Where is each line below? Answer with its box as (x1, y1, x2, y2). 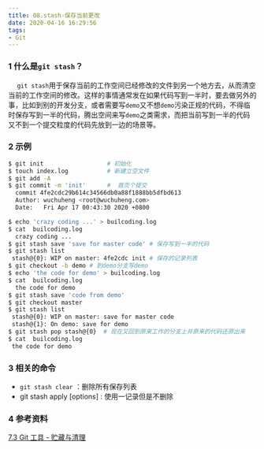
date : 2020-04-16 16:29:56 (8, 19, 97, 27)
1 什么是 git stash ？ (8, 61, 84, 72)
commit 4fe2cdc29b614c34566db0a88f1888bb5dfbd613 (15, 189, 181, 197)
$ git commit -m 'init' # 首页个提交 (8, 182, 147, 190)
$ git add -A (8, 174, 51, 182)
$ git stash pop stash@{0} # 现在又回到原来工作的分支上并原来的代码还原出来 (8, 328, 246, 336)
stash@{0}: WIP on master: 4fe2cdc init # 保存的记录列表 (11, 254, 198, 262)
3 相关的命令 (8, 362, 57, 373)
